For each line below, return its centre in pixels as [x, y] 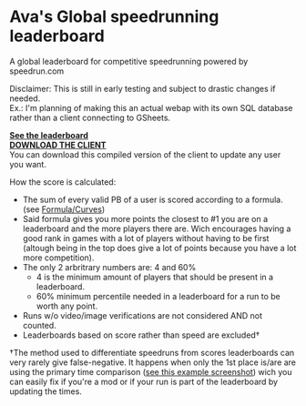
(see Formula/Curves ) [64, 209]
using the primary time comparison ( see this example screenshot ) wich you [151, 371]
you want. [28, 164]
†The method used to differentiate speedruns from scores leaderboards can [152, 352]
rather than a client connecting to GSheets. [90, 117]
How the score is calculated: [63, 182]
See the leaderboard [49, 135]
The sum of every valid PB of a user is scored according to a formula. [153, 199]
